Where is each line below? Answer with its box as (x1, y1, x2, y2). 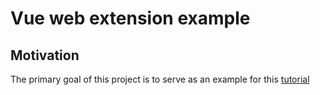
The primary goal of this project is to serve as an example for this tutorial (10, 73, 310, 85)
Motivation (10, 47, 80, 64)
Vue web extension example (10, 7, 251, 30)
